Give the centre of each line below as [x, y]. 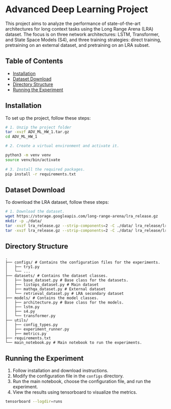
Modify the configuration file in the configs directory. [68, 376]
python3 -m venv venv [28, 155]
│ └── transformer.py [31, 316]
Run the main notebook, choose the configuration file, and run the [82, 381]
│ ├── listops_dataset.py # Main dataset [52, 285]
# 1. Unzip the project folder [38, 127]
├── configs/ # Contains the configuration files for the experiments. [83, 263]
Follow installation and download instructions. [60, 371]
